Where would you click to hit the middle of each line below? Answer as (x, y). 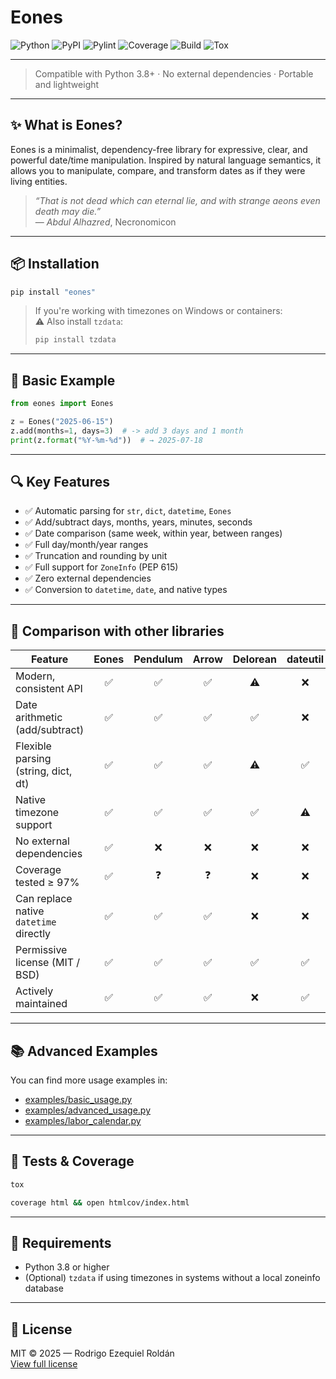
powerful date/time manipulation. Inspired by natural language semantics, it (166, 160)
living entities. (39, 181)
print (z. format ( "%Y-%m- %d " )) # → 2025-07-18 (106, 440)
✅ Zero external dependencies (88, 578)
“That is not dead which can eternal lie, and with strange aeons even (177, 200)
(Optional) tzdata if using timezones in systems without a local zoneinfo (172, 1278)
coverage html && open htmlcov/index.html (100, 1202)
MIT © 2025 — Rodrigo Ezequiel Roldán (92, 1353)
